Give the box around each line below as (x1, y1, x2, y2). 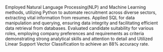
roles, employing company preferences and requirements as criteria (5, 31, 144, 36)
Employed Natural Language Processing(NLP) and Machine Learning (5, 4, 146, 10)
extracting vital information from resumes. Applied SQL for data (5, 15, 135, 20)
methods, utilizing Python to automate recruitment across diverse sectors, (5, 9, 157, 15)
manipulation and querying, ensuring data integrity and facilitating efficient (5, 20, 158, 26)
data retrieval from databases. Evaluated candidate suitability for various (5, 25, 154, 31)
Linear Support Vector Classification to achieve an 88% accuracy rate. (5, 41, 150, 47)
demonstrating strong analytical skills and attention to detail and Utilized (5, 36, 153, 42)
